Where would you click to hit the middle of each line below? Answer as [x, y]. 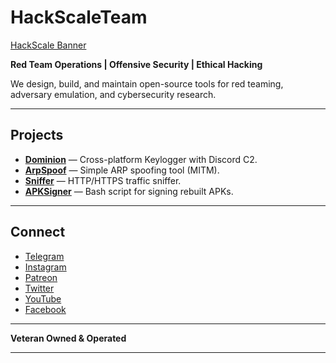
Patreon [41, 277]
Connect [38, 232]
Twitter [39, 288]
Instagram [45, 267]
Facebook [45, 309]
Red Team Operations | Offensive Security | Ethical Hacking [136, 64]
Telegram [44, 256]
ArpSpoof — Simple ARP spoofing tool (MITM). [122, 170]
